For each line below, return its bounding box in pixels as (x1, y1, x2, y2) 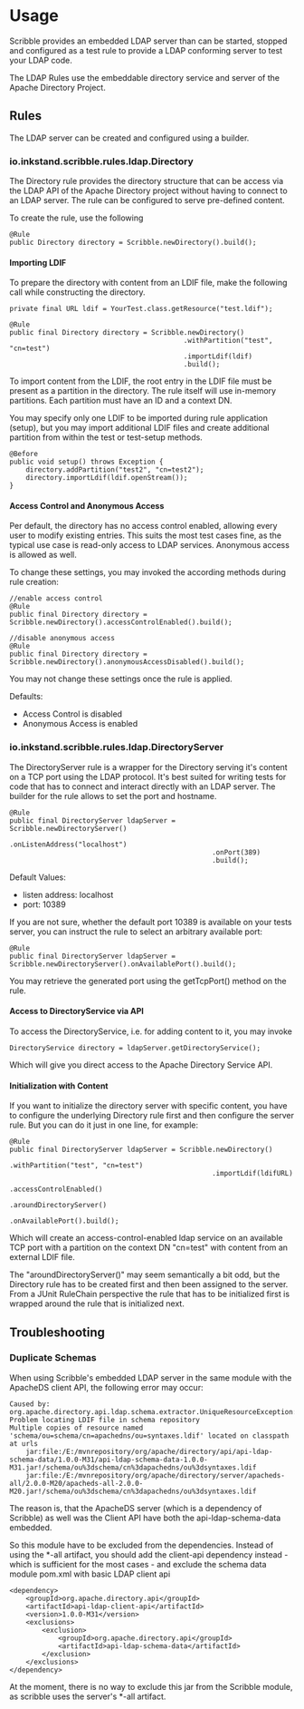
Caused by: (9, 1399, 51, 1409)
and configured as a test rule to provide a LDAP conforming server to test (9, 44, 283, 55)
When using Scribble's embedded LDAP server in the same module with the (9, 1372, 292, 1383)
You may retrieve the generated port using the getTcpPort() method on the (9, 975, 287, 986)
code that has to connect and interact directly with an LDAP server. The (9, 781, 276, 792)
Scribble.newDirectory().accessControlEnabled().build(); (9, 618, 233, 627)
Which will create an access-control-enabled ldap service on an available (9, 1233, 283, 1244)
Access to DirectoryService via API (9, 1006, 145, 1017)
